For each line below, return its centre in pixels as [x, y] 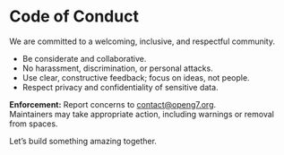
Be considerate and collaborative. [84, 58]
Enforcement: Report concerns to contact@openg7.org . [113, 104]
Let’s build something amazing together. [83, 141]
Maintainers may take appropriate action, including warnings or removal [142, 114]
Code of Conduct [74, 17]
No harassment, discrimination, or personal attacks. [117, 68]
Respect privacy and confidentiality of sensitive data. [120, 87]
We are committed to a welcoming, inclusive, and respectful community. [142, 41]
